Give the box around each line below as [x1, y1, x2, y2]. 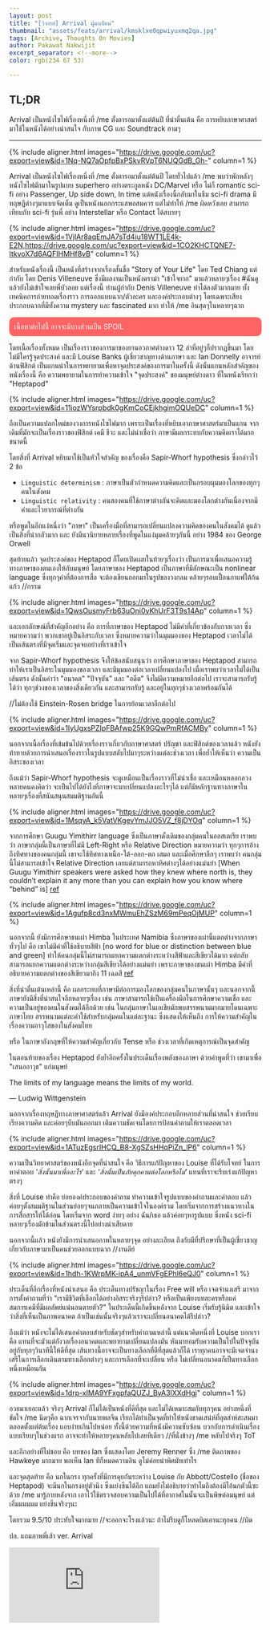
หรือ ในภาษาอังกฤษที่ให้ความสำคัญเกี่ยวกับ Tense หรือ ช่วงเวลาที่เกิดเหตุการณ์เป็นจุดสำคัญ [9, 1036, 250, 1046]
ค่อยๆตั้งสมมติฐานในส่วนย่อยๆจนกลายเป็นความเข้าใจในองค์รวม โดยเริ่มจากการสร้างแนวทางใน [9, 1201, 255, 1210]
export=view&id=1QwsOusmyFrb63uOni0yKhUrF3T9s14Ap [9, 606, 204, 615]
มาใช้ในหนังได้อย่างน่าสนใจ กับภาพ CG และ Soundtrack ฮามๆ [9, 124, 181, 133]
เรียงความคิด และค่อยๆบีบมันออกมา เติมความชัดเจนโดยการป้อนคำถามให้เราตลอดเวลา [9, 1117, 232, 1127]
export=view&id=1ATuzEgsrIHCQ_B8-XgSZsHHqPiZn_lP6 [9, 1142, 197, 1152]
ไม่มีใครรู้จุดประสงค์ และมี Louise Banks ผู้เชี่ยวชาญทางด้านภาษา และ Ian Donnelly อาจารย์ [9, 351, 261, 361]
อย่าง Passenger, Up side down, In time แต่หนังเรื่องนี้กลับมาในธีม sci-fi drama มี [15, 189, 257, 199]
